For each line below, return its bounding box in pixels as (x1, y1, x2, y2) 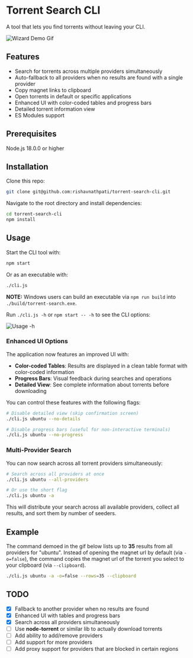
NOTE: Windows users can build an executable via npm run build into (6, 293, 176, 300)
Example (6, 527, 39, 537)
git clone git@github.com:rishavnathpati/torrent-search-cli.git (6, 189, 171, 195)
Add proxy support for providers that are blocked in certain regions (14, 646, 179, 653)
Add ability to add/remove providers (14, 632, 103, 639)
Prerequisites (6, 129, 57, 139)
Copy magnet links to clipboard (14, 87, 91, 94)
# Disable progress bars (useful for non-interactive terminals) (6, 426, 171, 433)
